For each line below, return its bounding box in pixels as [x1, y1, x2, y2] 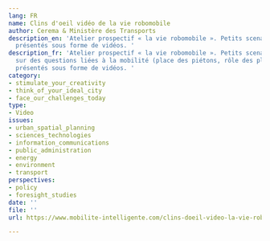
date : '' [8, 198, 38, 206]
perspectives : [8, 176, 56, 185]
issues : [8, 116, 35, 125]
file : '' [8, 206, 38, 214]
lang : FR [8, 11, 38, 20]
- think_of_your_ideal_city [8, 86, 103, 95]
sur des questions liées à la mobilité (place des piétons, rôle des [15, 57, 253, 65]
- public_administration [8, 146, 92, 154]
